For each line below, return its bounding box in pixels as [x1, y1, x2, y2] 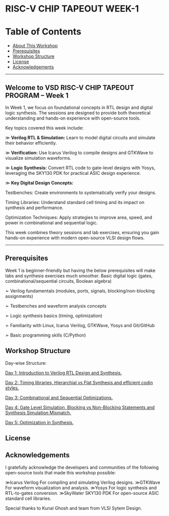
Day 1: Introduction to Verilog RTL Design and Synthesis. [5, 370, 122, 376]
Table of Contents [5, 26, 81, 38]
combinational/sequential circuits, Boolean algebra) [5, 278, 112, 284]
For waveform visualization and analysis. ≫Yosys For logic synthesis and [5, 484, 157, 490]
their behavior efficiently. [5, 140, 57, 146]
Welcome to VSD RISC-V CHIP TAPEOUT [5, 83, 134, 92]
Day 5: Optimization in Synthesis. [5, 419, 74, 425]
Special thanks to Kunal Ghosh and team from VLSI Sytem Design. [5, 505, 142, 511]
